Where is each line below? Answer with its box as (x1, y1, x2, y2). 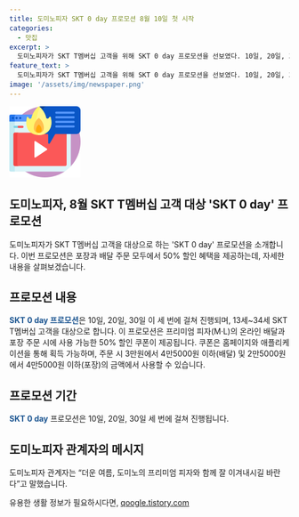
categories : (9, 23, 53, 33)
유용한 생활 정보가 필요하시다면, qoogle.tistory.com (9, 497, 190, 507)
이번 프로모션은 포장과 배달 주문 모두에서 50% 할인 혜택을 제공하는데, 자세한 (20, 250, 285, 261)
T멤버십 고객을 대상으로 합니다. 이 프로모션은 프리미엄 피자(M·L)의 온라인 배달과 (9, 326, 286, 337)
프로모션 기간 (9, 388, 77, 403)
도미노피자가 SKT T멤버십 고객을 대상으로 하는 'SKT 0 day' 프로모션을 (9, 238, 253, 249)
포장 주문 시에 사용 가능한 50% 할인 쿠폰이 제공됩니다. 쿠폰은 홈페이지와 (9, 337, 259, 348)
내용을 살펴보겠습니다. (9, 261, 86, 271)
